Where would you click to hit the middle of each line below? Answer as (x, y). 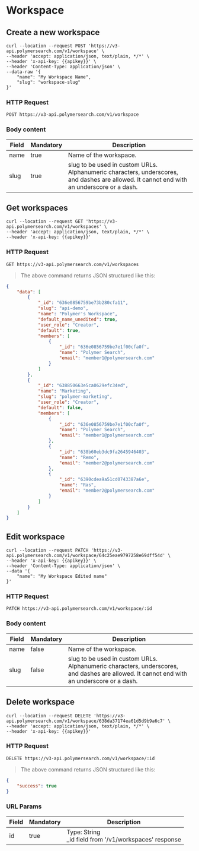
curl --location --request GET (45, 222)
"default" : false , (60, 407)
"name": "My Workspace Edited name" (62, 577)
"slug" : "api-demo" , (63, 309)
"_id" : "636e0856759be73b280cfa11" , (83, 303)
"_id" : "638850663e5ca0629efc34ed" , (83, 386)
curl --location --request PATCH (47, 551)
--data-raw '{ (24, 72)
